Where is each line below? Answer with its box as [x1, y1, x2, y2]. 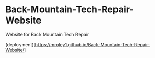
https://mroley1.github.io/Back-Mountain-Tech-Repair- [35, 41, 150, 47]
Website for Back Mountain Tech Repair [5, 31, 89, 37]
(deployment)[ [5, 41, 36, 47]
